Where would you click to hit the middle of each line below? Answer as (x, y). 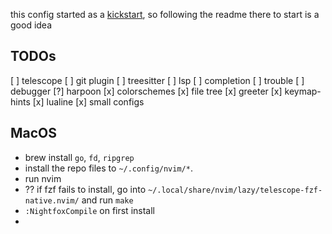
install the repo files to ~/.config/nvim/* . (108, 168)
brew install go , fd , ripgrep (79, 157)
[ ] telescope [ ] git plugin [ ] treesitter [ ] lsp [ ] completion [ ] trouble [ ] (157, 80)
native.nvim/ (52, 200)
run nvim (43, 178)
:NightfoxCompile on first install (89, 210)
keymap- (303, 91)
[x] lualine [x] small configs (88, 101)
